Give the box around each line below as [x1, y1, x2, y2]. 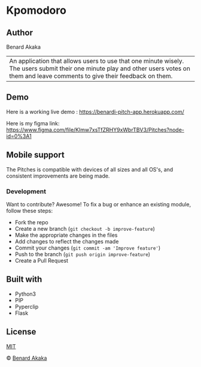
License [6, 327, 36, 337]
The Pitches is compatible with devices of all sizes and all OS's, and [6, 166, 173, 173]
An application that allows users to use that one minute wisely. [9, 57, 184, 65]
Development [6, 187, 47, 195]
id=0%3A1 [6, 133, 32, 140]
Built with [6, 274, 42, 285]
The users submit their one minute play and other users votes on [9, 64, 190, 73]
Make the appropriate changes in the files [14, 231, 118, 239]
